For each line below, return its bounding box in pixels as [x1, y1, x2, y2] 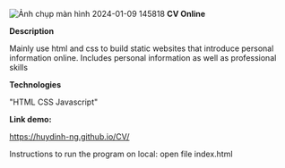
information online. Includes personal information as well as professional [9, 53, 277, 63]
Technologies [9, 80, 62, 89]
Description [9, 26, 55, 36]
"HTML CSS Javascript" [9, 97, 99, 107]
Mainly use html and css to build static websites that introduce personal [9, 43, 274, 54]
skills [9, 63, 29, 72]
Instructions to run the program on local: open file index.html [9, 148, 233, 159]
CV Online [167, 9, 206, 19]
